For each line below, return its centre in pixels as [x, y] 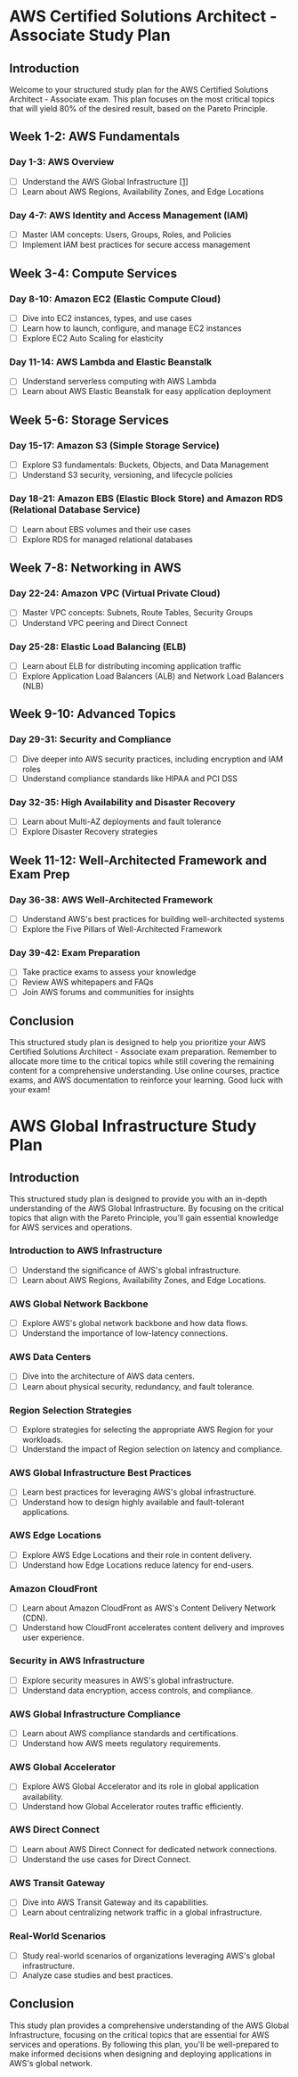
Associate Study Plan [90, 35]
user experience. [53, 1637]
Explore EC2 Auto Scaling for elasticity [93, 338]
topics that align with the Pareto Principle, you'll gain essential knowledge [144, 1218]
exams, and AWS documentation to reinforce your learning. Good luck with [146, 1080]
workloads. [43, 1439]
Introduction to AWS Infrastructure [86, 1250]
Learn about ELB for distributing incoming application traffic [132, 665]
